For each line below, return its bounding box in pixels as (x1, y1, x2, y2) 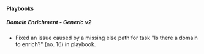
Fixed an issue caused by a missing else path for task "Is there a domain (15, 34, 198, 41)
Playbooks (6, 5, 34, 12)
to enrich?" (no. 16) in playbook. (15, 40, 96, 48)
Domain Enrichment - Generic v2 (6, 19, 92, 26)
